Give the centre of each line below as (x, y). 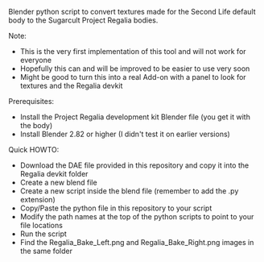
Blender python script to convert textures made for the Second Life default (132, 12)
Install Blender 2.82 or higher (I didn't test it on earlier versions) (125, 134)
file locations (41, 225)
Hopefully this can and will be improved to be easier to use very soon (135, 69)
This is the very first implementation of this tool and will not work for (133, 51)
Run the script (43, 234)
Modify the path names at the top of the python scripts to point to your (137, 216)
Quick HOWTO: (34, 150)
